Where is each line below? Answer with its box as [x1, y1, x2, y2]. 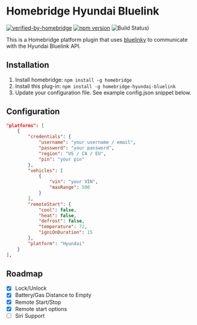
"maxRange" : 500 [49, 185, 90, 191]
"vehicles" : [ [28, 168, 63, 174]
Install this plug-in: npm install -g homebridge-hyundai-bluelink [14, 82, 176, 90]
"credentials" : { [28, 134, 71, 140]
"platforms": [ [6, 122, 45, 128]
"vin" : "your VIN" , [49, 179, 98, 185]
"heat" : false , [38, 212, 77, 218]
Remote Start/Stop [14, 298, 61, 306]
